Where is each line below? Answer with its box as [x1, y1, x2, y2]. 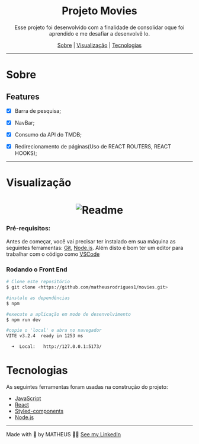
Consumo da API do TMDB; [14, 131, 82, 138]
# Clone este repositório [6, 279, 70, 285]
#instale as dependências [6, 295, 70, 301]
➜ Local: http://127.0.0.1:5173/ [11, 344, 102, 350]
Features [6, 91, 40, 102]
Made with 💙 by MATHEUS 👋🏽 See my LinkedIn [6, 430, 121, 437]
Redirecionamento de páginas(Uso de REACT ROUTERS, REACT [14, 143, 172, 150]
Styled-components [14, 407, 64, 414]
